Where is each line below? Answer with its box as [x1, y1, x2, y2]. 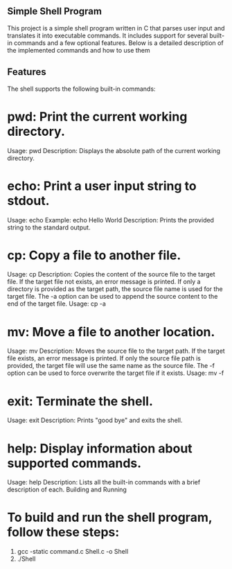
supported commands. [7, 455, 142, 471]
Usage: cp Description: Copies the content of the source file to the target [7, 270, 215, 279]
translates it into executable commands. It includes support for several [7, 31, 208, 40]
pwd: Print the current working [7, 109, 188, 124]
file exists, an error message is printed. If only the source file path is [7, 354, 201, 362]
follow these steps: [7, 525, 120, 540]
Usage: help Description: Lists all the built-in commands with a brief [7, 478, 201, 487]
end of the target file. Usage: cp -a [7, 299, 106, 308]
